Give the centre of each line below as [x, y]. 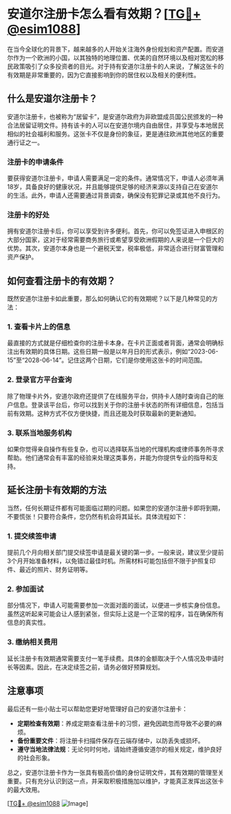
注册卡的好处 [29, 215]
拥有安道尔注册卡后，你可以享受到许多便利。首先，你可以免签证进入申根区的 [115, 231]
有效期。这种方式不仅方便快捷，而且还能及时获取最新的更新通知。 [106, 413]
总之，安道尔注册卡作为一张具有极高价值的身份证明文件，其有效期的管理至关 [115, 772]
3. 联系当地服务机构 [40, 433]
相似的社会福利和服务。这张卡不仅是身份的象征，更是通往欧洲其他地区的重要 [115, 133]
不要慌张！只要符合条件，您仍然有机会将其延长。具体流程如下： [97, 516]
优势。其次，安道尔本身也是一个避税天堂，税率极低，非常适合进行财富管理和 [115, 248]
